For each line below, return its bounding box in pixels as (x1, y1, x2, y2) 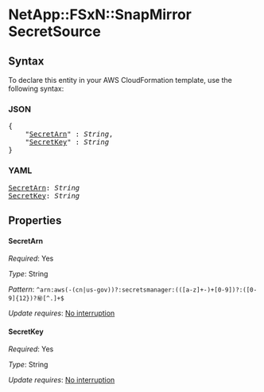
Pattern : (8, 284, 35, 294)
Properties (8, 214, 62, 227)
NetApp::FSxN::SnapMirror (8, 6, 192, 24)
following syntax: (8, 84, 64, 93)
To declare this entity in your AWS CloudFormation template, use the (8, 76, 232, 84)
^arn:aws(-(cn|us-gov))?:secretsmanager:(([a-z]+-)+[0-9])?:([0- (36, 286, 258, 294)
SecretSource (8, 22, 101, 41)
